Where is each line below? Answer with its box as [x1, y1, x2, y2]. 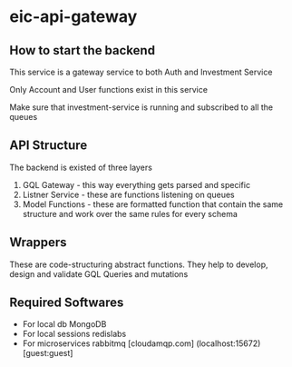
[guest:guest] [22, 348, 73, 359]
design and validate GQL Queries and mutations [9, 268, 189, 279]
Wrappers [9, 234, 67, 251]
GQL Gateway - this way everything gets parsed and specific [22, 179, 251, 190]
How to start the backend [9, 43, 156, 58]
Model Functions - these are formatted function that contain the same [22, 198, 284, 210]
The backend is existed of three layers [9, 162, 152, 173]
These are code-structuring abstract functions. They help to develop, [9, 259, 269, 270]
